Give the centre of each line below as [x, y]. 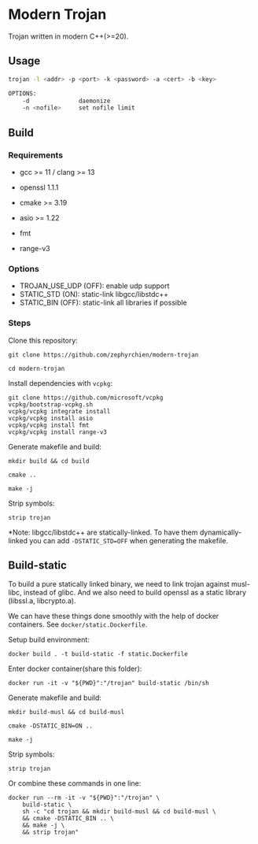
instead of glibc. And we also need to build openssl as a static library [135, 593]
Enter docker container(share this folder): [75, 669]
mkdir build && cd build [49, 461]
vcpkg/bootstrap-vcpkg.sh [50, 404]
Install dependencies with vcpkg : [60, 383]
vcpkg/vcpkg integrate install [59, 411]
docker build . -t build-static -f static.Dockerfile [98, 654]
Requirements [36, 155]
